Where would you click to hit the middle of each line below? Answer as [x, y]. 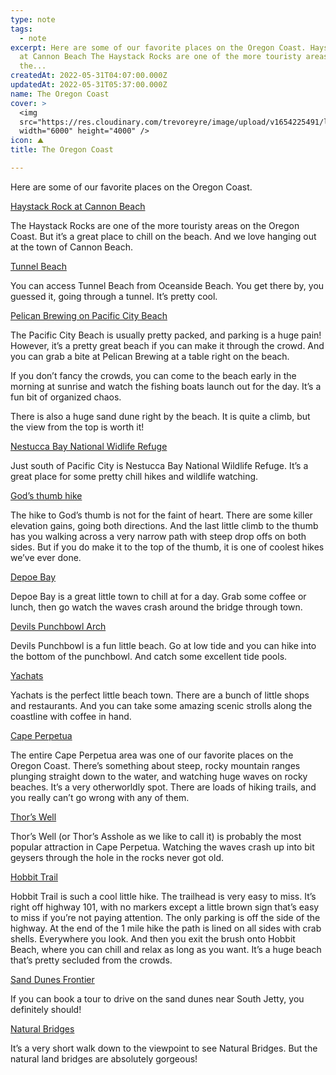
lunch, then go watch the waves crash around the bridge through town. [156, 607]
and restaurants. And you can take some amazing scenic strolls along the [161, 705]
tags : [21, 29]
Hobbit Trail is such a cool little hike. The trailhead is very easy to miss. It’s [163, 896]
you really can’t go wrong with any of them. [100, 797]
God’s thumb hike [46, 495]
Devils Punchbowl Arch [58, 626]
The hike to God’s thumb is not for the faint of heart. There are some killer [161, 515]
